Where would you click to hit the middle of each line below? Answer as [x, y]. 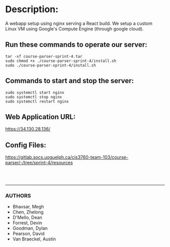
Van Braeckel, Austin [34, 239]
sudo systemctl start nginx [35, 92]
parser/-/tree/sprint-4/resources [39, 163]
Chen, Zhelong [28, 212]
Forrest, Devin [27, 223]
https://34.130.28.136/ [28, 129]
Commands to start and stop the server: [70, 81]
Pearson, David [28, 234]
